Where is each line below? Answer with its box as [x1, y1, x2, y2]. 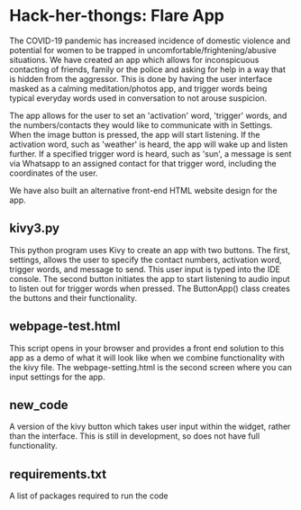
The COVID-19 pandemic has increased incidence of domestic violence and [9, 35, 291, 46]
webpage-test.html [9, 319, 121, 334]
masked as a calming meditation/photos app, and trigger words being [9, 83, 268, 94]
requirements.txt [9, 466, 107, 482]
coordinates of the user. [9, 168, 98, 178]
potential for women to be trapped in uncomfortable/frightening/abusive [9, 44, 277, 55]
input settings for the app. [9, 371, 105, 382]
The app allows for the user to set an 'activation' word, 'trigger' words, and [9, 110, 287, 121]
